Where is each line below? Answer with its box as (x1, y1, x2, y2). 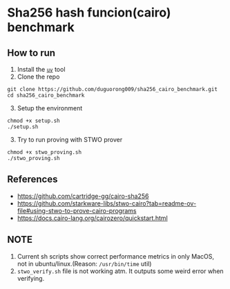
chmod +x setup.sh (7, 117, 60, 124)
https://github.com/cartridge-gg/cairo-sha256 (17, 192, 149, 200)
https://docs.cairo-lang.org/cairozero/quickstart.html (17, 214, 168, 222)
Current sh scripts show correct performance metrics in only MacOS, (17, 252, 214, 260)
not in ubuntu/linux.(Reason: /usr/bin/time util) (17, 259, 152, 268)
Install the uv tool (17, 66, 66, 73)
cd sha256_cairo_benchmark (7, 92, 85, 99)
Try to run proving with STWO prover (17, 136, 123, 143)
